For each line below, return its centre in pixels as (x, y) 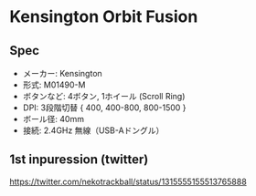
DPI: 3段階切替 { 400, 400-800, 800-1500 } (104, 108)
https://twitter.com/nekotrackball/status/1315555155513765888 (128, 181)
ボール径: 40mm (53, 119)
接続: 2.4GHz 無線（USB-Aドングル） (93, 130)
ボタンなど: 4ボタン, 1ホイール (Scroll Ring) (104, 96)
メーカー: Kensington (62, 73)
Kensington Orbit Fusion (104, 17)
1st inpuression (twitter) (79, 160)
